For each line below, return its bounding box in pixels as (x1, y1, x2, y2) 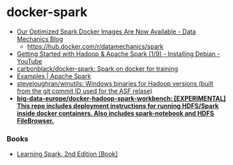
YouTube (16, 57, 43, 65)
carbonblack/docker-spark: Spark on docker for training (16, 64, 179, 73)
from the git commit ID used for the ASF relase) (16, 87, 153, 95)
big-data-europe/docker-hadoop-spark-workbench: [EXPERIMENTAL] (16, 94, 226, 102)
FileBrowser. (16, 116, 54, 124)
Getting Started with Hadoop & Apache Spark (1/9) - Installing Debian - (16, 50, 220, 58)
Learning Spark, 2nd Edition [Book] (16, 150, 118, 158)
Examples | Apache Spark (16, 71, 91, 80)
